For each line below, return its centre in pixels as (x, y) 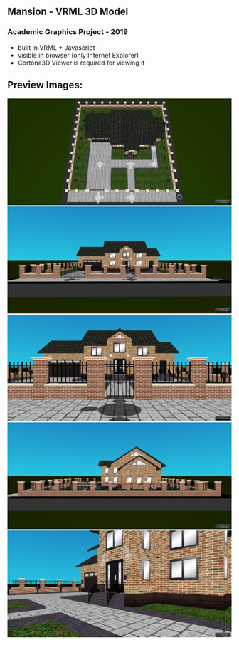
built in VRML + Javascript (56, 47)
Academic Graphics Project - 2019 (68, 32)
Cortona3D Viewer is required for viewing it (81, 63)
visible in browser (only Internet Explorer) (78, 55)
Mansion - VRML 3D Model (68, 12)
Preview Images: (45, 85)
